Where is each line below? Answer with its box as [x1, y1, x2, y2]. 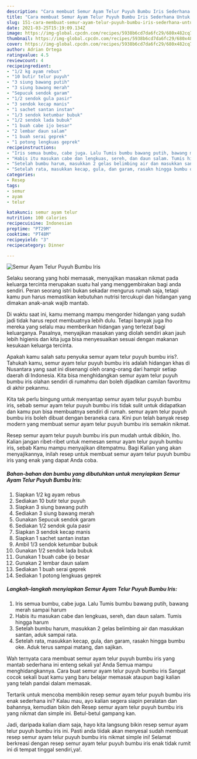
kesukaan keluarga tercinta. [6, 342, 74, 349]
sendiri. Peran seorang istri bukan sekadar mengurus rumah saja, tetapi [6, 287, 179, 294]
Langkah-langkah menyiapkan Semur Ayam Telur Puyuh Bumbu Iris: [6, 585, 178, 592]
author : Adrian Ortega [6, 47, 62, 53]
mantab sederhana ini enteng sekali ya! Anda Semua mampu [6, 661, 153, 668]
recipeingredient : [6, 63, 51, 69]
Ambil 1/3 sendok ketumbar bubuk [15, 541, 98, 548]
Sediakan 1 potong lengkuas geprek [15, 572, 102, 579]
